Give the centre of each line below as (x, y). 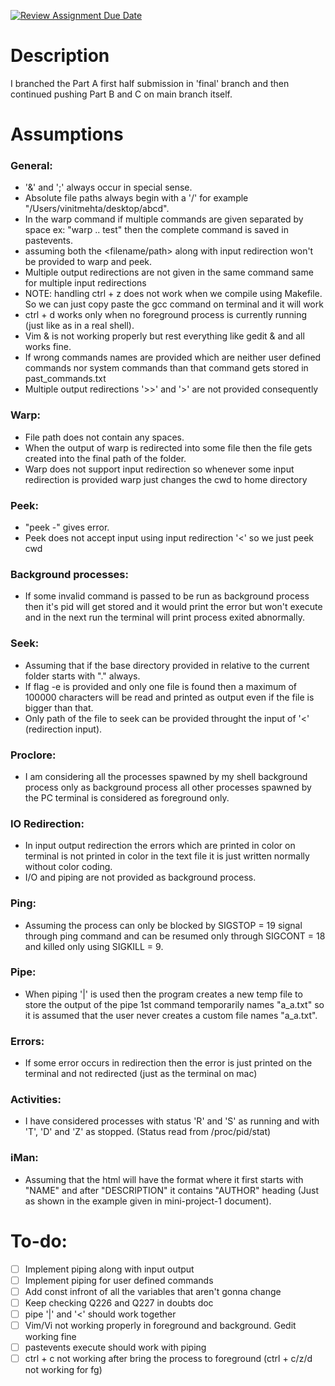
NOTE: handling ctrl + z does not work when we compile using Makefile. (173, 294)
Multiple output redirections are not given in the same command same (169, 272)
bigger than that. (59, 707)
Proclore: (33, 755)
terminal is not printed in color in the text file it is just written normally (167, 856)
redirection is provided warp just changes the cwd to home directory (166, 479)
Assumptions (67, 134)
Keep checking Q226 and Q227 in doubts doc (119, 1302)
